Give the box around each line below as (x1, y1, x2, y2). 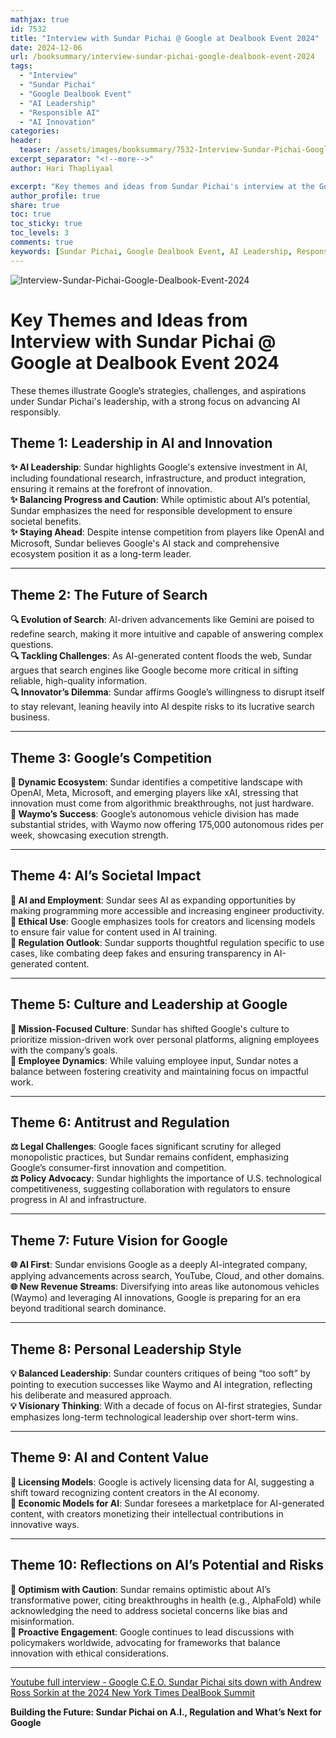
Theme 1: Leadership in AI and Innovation (10, 434, 273, 451)
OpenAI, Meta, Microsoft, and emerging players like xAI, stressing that (10, 787, 299, 798)
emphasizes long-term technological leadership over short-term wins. (10, 1411, 299, 1423)
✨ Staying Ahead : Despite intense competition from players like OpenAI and (10, 526, 325, 538)
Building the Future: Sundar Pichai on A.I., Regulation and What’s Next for (10, 1706, 322, 1718)
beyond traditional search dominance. (10, 1302, 167, 1315)
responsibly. (10, 406, 61, 418)
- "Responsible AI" (19, 107, 101, 118)
